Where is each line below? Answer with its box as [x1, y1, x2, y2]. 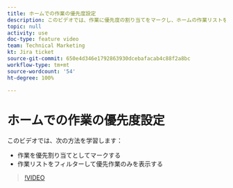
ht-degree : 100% [7, 74, 54, 82]
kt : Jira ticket [7, 49, 54, 56]
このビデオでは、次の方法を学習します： [7, 136, 123, 145]
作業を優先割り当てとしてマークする [17, 151, 121, 160]
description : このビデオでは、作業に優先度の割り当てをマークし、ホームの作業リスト [7, 17, 223, 23]
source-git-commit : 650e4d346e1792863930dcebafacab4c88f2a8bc [7, 55, 191, 62]
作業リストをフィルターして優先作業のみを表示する [17, 160, 164, 168]
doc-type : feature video [7, 36, 79, 43]
